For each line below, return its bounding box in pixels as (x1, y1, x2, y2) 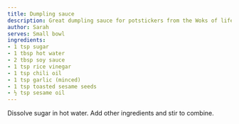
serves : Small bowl (7, 30, 65, 38)
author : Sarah (7, 23, 50, 30)
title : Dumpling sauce (7, 10, 75, 18)
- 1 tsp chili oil (7, 69, 62, 77)
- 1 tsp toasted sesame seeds (7, 83, 97, 90)
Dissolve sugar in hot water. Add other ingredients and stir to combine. (7, 109, 215, 118)
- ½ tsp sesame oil (7, 89, 65, 96)
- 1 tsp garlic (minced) (7, 76, 81, 84)
